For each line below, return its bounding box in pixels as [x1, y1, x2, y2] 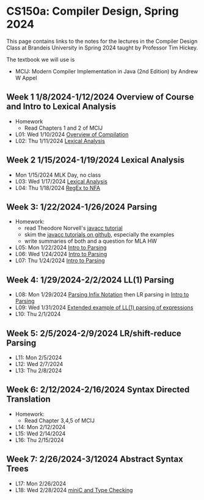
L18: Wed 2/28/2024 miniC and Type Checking [15, 486, 133, 493]
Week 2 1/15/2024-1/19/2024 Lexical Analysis [6, 155, 185, 166]
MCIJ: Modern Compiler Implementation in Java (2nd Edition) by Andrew [15, 67, 199, 75]
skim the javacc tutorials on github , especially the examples [24, 231, 175, 238]
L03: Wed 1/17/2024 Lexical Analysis [15, 177, 108, 185]
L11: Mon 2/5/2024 [15, 354, 62, 361]
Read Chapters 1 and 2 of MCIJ [24, 124, 103, 131]
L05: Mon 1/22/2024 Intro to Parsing [15, 244, 107, 251]
